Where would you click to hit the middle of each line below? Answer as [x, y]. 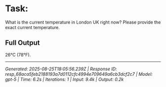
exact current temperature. [33, 27]
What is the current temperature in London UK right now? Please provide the [83, 22]
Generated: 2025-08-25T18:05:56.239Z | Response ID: [61, 69]
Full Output [22, 43]
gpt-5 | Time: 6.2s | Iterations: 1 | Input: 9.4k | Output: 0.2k [64, 79]
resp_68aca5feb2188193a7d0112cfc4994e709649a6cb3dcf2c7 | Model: [79, 74]
